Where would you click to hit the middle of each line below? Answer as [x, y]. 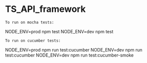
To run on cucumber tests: [33, 41]
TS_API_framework [45, 9]
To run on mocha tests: [30, 22]
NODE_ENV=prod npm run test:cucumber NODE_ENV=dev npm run [74, 50]
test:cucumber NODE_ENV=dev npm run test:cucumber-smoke [69, 55]
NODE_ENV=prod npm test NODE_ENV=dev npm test [59, 31]
